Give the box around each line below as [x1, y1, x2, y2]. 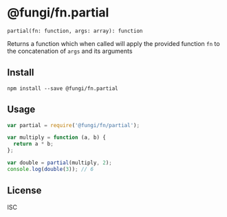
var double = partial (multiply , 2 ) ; [7, 159, 112, 166]
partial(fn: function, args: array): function [7, 27, 143, 34]
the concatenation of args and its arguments [7, 47, 133, 55]
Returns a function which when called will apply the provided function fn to [7, 39, 220, 47]
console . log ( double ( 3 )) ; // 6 [7, 165, 94, 172]
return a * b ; [13, 141, 54, 148]
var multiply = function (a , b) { [7, 134, 107, 141]
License [7, 185, 42, 196]
